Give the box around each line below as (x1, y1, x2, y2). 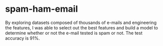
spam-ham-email (5, 3, 78, 15)
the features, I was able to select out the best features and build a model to (5, 24, 159, 30)
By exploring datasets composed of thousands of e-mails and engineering (5, 20, 157, 25)
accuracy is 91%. (5, 35, 40, 41)
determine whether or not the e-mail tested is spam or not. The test (5, 30, 143, 36)
